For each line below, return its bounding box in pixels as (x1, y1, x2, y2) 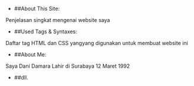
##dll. (14, 74, 28, 81)
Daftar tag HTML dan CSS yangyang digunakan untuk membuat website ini (5, 40, 189, 46)
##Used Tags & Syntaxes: (14, 28, 77, 35)
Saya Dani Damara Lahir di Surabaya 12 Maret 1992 (5, 62, 130, 69)
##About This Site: (14, 5, 60, 12)
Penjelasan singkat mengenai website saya (5, 17, 111, 23)
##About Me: (14, 51, 47, 58)
